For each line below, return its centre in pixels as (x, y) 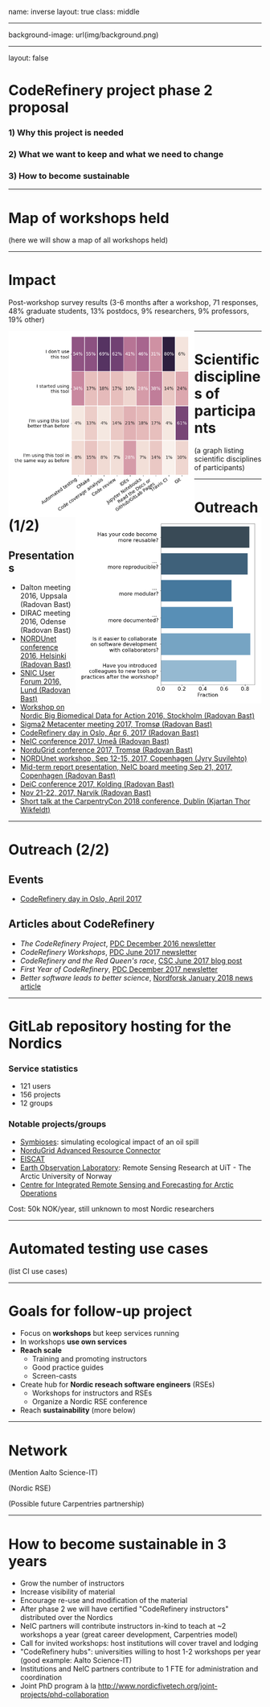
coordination (41, 1677)
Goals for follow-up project (100, 1311)
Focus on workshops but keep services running (99, 1333)
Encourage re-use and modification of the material (104, 1601)
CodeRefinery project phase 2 (110, 91)
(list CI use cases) (38, 1271)
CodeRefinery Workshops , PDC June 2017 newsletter (108, 952)
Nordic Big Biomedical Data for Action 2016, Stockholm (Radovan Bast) (137, 716)
